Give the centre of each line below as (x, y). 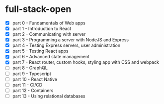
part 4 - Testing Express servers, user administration (66, 45)
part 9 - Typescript (32, 74)
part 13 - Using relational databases (49, 96)
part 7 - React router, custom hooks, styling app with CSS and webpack (85, 62)
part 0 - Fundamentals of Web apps (49, 23)
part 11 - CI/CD (27, 85)
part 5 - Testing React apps (40, 51)
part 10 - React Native (35, 79)
